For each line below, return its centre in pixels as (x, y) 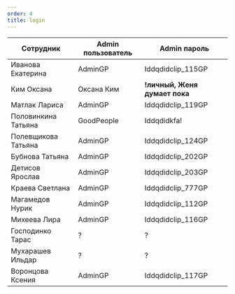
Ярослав (26, 176)
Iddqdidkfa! (163, 120)
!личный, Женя (171, 85)
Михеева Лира (36, 219)
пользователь (108, 52)
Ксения (23, 279)
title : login (26, 20)
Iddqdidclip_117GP (176, 275)
